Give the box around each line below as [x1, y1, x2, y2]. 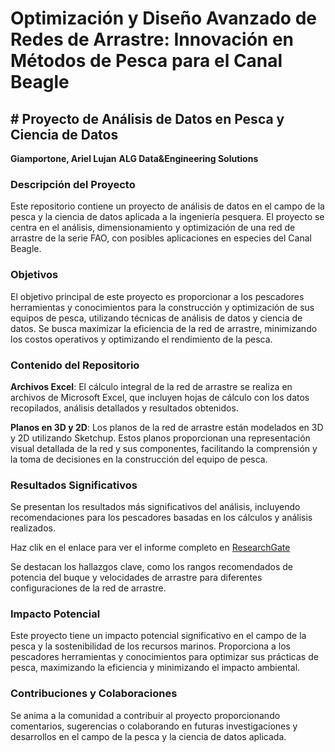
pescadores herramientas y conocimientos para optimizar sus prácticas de [10, 651, 319, 663]
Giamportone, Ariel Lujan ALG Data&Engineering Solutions [10, 153, 259, 164]
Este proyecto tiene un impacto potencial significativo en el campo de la [10, 630, 307, 642]
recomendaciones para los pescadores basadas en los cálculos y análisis [10, 512, 313, 524]
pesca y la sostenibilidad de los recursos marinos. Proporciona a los [10, 640, 291, 652]
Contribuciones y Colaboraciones [10, 687, 178, 701]
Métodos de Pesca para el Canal [10, 50, 283, 72]
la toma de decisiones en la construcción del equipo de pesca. [10, 453, 268, 465]
